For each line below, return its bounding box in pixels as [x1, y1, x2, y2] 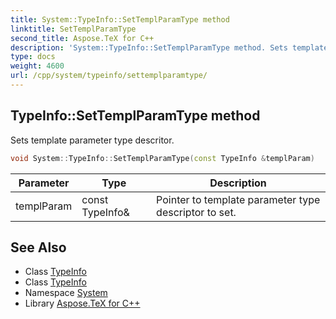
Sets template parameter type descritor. [10, 134, 175, 146]
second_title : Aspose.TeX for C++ [10, 33, 155, 43]
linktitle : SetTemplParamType [10, 24, 137, 34]
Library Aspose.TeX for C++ [24, 297, 141, 310]
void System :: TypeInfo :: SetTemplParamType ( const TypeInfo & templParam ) [10, 153, 315, 163]
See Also [10, 239, 67, 256]
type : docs [10, 52, 56, 62]
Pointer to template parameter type [156, 192, 321, 206]
